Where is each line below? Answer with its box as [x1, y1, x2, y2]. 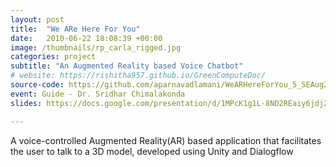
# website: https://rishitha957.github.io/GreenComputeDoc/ [10, 71, 267, 81]
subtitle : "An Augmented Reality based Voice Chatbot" [10, 61, 244, 71]
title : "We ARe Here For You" [10, 24, 141, 34]
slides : [10, 98, 43, 108]
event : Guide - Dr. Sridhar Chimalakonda [10, 89, 186, 99]
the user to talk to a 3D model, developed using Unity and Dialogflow [10, 145, 294, 157]
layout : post [10, 14, 65, 25]
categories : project [10, 52, 97, 62]
